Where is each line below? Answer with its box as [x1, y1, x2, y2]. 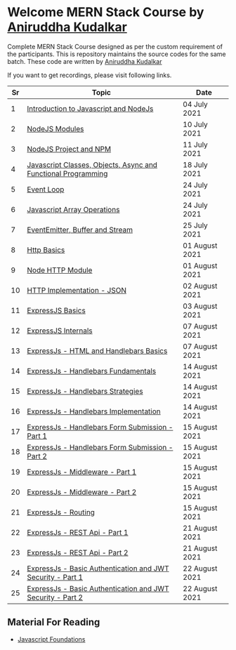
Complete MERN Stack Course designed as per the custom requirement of [7, 42, 223, 51]
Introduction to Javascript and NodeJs [27, 103, 154, 113]
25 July [182, 220, 209, 230]
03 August [182, 301, 218, 311]
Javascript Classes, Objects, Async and [27, 159, 158, 169]
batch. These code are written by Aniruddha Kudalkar [7, 57, 162, 65]
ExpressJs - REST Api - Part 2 [27, 548, 129, 557]
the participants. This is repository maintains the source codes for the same [7, 50, 226, 58]
